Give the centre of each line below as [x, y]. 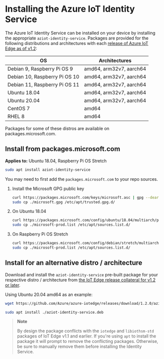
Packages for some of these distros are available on [57, 128]
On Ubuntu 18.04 [29, 211]
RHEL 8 [16, 116]
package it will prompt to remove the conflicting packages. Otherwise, [88, 341]
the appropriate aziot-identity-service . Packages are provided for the [77, 38]
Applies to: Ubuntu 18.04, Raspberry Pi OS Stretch [56, 161]
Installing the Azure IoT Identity [70, 9]
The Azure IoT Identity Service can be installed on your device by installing [80, 33]
